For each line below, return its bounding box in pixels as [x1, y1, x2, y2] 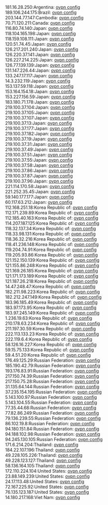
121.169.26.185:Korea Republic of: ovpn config [5, 268, 98, 273]
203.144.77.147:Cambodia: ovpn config [5, 15, 84, 20]
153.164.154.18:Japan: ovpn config [5, 89, 74, 94]
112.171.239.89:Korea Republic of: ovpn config [5, 210, 99, 215]
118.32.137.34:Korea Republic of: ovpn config [5, 226, 96, 231]
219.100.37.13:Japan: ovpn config [5, 120, 72, 126]
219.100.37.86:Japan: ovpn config [5, 168, 73, 173]
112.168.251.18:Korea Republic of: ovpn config [5, 204, 98, 210]
